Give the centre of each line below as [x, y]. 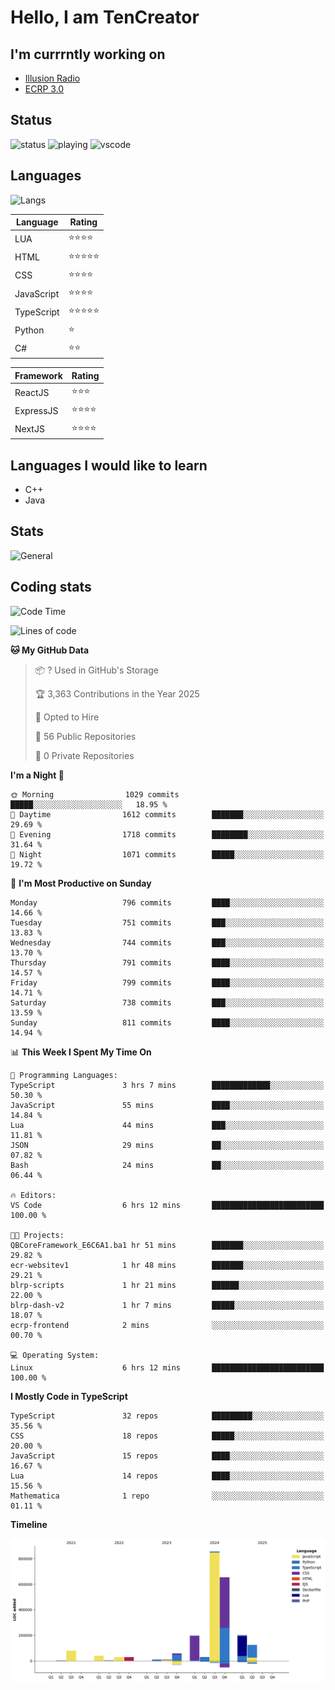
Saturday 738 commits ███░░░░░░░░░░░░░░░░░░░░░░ [167, 1002]
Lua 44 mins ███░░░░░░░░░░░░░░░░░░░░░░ [167, 1125]
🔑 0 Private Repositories [84, 755]
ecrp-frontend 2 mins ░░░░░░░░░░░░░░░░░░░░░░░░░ [167, 1325]
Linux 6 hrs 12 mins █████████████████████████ [167, 1367]
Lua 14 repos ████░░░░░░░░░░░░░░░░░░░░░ [167, 1476]
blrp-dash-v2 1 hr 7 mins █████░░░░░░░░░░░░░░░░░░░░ [167, 1305]
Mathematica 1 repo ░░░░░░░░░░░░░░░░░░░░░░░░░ [167, 1496]
